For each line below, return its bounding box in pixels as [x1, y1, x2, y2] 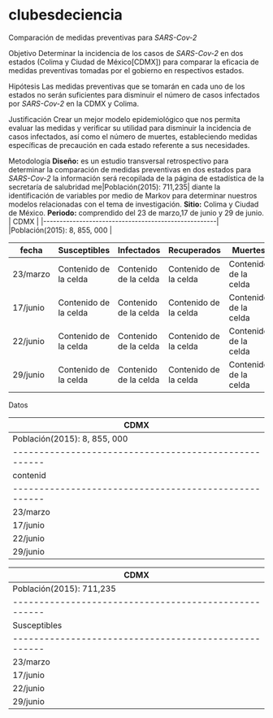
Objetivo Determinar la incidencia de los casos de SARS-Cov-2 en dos [8, 48, 244, 58]
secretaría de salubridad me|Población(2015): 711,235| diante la [8, 181, 221, 192]
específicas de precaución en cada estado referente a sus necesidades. [8, 140, 250, 150]
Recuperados [167, 244, 222, 255]
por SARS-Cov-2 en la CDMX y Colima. [8, 98, 140, 108]
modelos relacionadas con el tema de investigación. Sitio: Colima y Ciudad [8, 199, 259, 209]
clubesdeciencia [8, 6, 123, 24]
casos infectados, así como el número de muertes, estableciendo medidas [8, 132, 258, 141]
